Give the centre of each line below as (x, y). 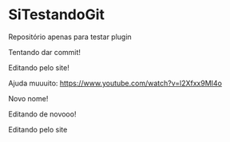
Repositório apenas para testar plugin (70, 37)
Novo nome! (28, 98)
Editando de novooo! (42, 114)
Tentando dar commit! (45, 52)
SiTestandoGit (57, 15)
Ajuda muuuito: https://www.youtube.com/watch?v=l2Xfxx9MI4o (115, 83)
